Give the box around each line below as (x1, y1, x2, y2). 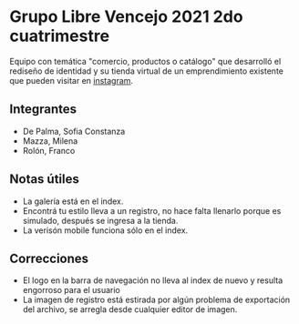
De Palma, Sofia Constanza (22, 126, 126, 137)
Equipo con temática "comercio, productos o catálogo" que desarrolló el (9, 56, 282, 66)
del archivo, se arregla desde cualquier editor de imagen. (22, 304, 238, 315)
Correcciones (9, 250, 89, 266)
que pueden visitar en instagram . (9, 75, 134, 86)
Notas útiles (9, 171, 80, 187)
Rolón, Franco (22, 145, 76, 156)
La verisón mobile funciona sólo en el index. (22, 225, 189, 236)
